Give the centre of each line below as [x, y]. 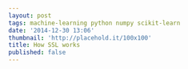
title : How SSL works [44, 45]
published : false [37, 52]
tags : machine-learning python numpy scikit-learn [94, 23]
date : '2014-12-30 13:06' [51, 30]
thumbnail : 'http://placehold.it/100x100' [80, 38]
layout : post [30, 15]
